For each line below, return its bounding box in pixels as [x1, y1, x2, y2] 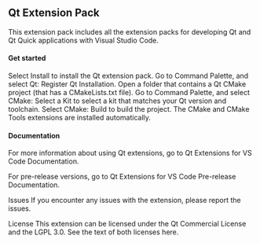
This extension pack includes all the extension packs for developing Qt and [8, 27, 251, 36]
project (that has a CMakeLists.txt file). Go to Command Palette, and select [8, 88, 250, 98]
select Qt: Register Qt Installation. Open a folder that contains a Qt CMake [8, 79, 247, 89]
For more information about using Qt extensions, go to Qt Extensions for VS [8, 149, 253, 158]
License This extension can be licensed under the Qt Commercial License [8, 219, 247, 229]
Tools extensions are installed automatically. [8, 113, 152, 123]
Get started [8, 53, 46, 63]
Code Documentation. [8, 156, 79, 166]
